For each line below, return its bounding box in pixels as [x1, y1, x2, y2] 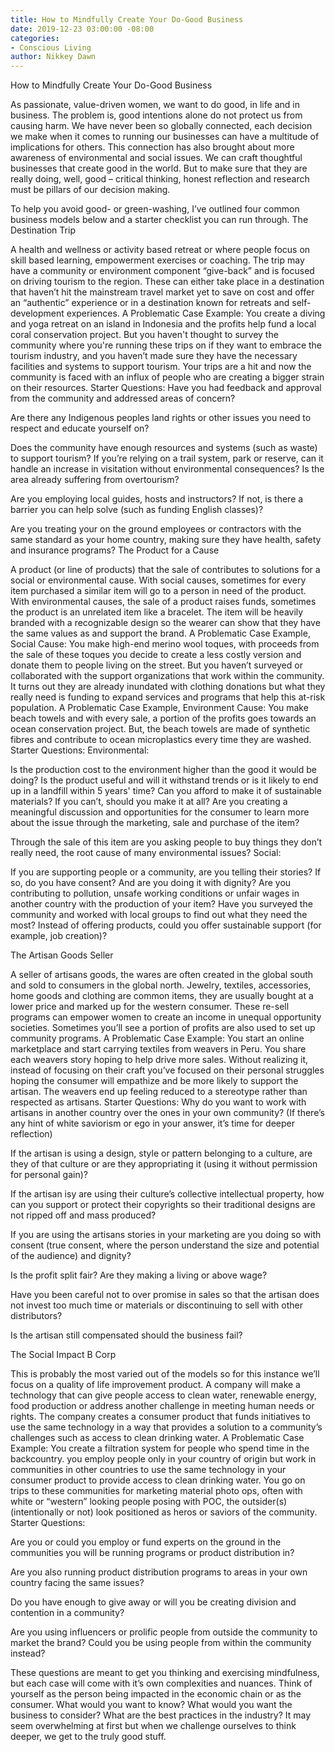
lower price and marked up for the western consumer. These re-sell [10, 1001, 290, 1013]
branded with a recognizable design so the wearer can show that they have [10, 617, 321, 629]
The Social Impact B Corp [10, 1349, 117, 1361]
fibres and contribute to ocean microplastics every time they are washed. [10, 734, 312, 746]
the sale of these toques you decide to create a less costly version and [10, 649, 302, 661]
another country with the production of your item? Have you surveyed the [10, 898, 313, 910]
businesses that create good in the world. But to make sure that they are [10, 162, 308, 175]
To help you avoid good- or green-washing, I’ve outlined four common [10, 203, 300, 215]
